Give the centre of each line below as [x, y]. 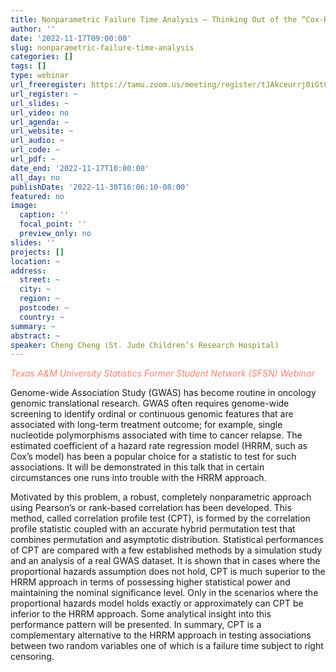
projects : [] [37, 252]
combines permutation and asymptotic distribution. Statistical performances [167, 540]
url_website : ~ [42, 131]
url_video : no [40, 112]
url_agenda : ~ [40, 122]
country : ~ [42, 317]
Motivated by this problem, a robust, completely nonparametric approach [161, 497]
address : [28, 271]
